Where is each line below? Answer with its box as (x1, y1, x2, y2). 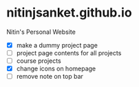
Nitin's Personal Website (6, 28, 76, 36)
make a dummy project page (16, 41, 98, 49)
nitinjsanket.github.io (6, 5, 132, 21)
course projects (16, 57, 61, 65)
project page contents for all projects (16, 49, 122, 57)
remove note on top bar (16, 72, 84, 81)
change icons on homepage (16, 64, 96, 73)
